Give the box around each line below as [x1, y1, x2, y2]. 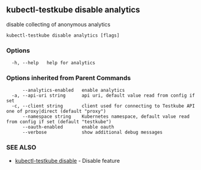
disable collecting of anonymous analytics [6, 20, 111, 28]
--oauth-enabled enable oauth [22, 124, 114, 130]
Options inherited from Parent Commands [6, 74, 131, 82]
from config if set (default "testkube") [6, 119, 112, 125]
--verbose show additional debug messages [22, 129, 163, 136]
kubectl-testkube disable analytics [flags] [6, 32, 120, 38]
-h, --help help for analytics [11, 60, 96, 66]
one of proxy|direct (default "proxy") [6, 108, 107, 115]
